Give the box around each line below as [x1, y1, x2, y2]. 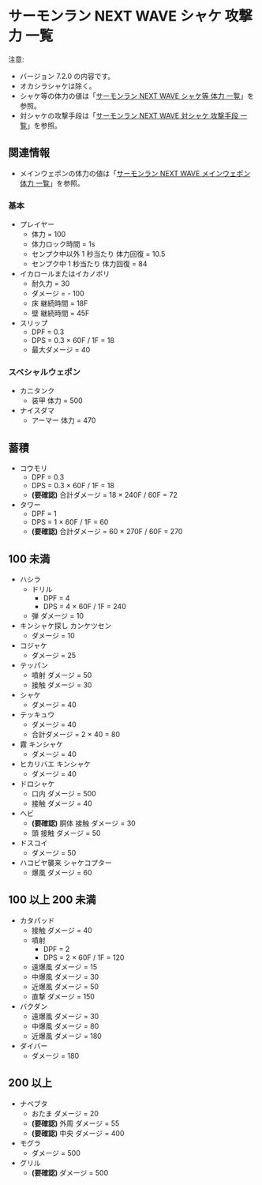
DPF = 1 [31, 509, 57, 518]
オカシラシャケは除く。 [19, 81, 96, 91]
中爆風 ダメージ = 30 [31, 972, 99, 981]
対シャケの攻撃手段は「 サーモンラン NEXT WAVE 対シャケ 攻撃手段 [19, 111, 239, 120]
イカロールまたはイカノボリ [19, 269, 110, 279]
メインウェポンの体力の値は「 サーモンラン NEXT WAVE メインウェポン [19, 168, 251, 178]
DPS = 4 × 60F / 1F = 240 [43, 601, 126, 611]
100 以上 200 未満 [8, 893, 96, 907]
